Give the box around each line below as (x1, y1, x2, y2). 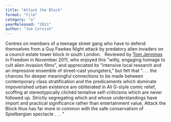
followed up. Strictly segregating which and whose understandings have (5, 95, 157, 101)
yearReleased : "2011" (5, 21, 52, 27)
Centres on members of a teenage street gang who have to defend (5, 40, 146, 46)
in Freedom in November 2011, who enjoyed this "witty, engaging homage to (5, 57, 165, 63)
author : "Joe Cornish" (5, 27, 54, 32)
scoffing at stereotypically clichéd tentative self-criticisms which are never (5, 89, 162, 95)
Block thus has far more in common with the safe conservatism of (5, 106, 144, 112)
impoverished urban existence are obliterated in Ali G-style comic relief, (5, 84, 156, 90)
